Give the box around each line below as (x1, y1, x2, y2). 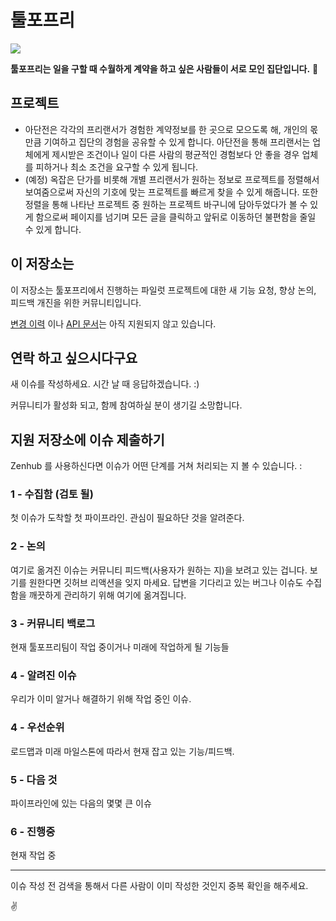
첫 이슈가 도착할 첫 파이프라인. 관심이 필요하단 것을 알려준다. (10, 512, 245, 524)
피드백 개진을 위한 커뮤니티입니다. (10, 296, 142, 308)
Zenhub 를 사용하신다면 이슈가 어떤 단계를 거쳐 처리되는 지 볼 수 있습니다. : (10, 460, 303, 472)
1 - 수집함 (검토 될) (10, 487, 94, 501)
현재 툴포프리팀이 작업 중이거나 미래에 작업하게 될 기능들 (10, 641, 230, 653)
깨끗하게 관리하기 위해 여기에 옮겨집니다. (28, 589, 187, 601)
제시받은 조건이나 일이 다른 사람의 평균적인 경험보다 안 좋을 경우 (51, 148, 300, 160)
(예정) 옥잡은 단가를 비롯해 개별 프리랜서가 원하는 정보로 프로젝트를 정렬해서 (24, 173, 320, 185)
